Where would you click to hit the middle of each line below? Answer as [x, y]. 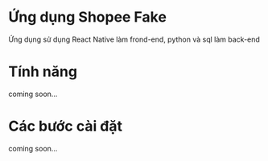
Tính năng [43, 72]
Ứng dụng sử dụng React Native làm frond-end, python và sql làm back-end [134, 39]
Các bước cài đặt [66, 126]
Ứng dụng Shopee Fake [88, 17]
